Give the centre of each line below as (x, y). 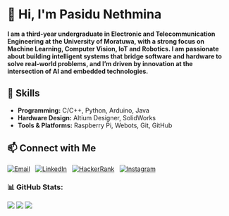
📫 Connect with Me (52, 148)
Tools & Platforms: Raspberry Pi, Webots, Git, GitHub (95, 125)
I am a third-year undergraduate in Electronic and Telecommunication (111, 34)
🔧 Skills (24, 93)
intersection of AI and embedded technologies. (78, 71)
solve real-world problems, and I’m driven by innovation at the (100, 63)
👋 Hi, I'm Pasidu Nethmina (85, 14)
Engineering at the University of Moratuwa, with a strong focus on (106, 41)
